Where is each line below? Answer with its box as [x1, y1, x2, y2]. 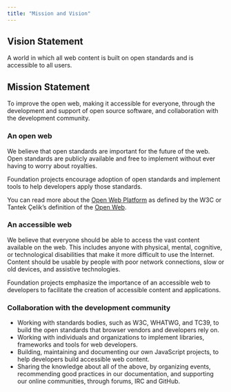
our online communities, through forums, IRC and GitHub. [17, 377, 181, 386]
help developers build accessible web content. [17, 355, 150, 364]
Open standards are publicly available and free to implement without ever [7, 154, 216, 163]
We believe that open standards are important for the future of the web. [7, 147, 210, 155]
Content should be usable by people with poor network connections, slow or [7, 258, 225, 266]
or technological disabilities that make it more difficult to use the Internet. [7, 250, 215, 258]
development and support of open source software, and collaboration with [7, 107, 219, 115]
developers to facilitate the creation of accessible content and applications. [7, 285, 221, 293]
